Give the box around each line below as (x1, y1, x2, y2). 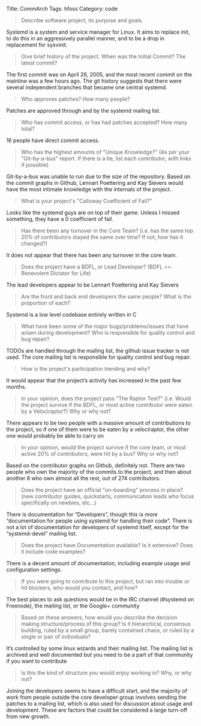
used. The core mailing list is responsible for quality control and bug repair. (6, 353, 191, 361)
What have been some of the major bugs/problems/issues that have (20, 323, 189, 330)
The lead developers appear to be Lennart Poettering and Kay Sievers (6, 281, 179, 288)
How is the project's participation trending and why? (20, 365, 151, 372)
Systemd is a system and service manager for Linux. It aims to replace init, (6, 28, 190, 36)
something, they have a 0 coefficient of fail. (6, 216, 114, 222)
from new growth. (6, 713, 50, 720)
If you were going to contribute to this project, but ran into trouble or (20, 578, 190, 585)
